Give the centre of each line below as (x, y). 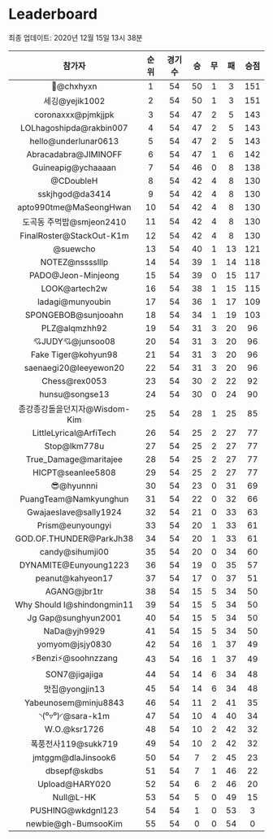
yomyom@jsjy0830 (74, 644)
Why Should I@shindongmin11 (74, 604)
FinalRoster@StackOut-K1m (74, 235)
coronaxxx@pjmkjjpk (74, 115)
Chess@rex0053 (74, 381)
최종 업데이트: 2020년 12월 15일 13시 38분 (76, 37)
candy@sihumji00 (74, 551)
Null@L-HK (74, 797)
